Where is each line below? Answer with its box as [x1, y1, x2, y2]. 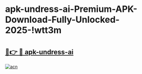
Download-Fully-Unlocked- [5, 14, 120, 25]
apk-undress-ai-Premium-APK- [5, 3, 138, 15]
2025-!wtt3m [5, 25, 62, 36]
